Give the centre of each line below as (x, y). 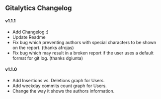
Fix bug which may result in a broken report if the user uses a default (83, 53)
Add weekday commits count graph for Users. (59, 86)
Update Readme (29, 37)
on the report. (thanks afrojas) (43, 48)
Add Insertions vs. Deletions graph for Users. (59, 80)
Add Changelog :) (30, 32)
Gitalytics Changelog (39, 8)
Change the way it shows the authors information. (63, 91)
